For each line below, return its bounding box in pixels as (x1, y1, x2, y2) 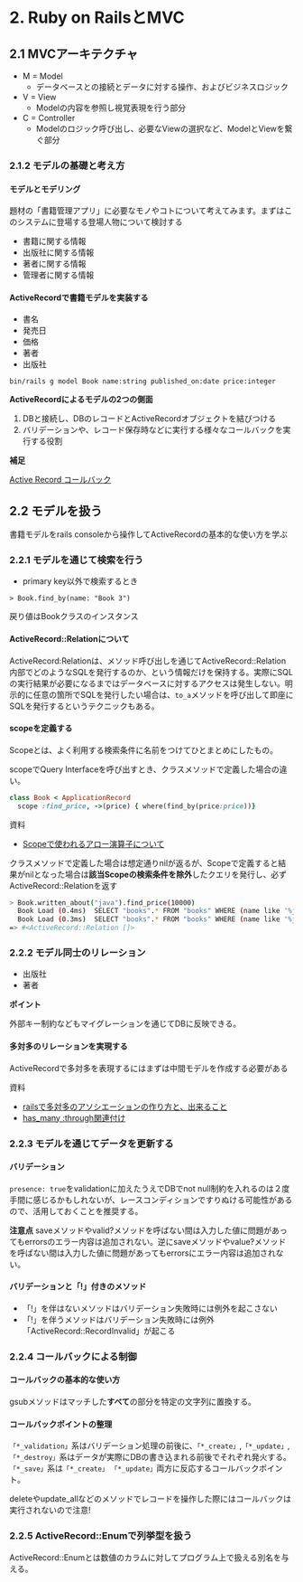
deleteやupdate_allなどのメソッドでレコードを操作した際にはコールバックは (9, 1493, 291, 1504)
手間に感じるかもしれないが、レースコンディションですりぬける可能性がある (9, 1194, 293, 1205)
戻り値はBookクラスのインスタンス (9, 611, 139, 622)
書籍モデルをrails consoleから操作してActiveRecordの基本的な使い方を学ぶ (9, 529, 289, 540)
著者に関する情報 (22, 259, 87, 269)
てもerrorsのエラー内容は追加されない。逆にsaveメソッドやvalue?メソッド (9, 1236, 287, 1247)
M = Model (22, 71, 63, 81)
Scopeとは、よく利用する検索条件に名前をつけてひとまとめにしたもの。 (9, 744, 278, 755)
